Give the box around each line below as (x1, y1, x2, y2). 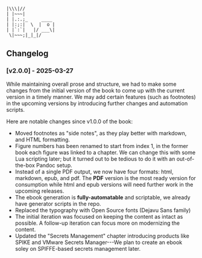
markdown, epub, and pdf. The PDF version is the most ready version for (14, 174, 196, 181)
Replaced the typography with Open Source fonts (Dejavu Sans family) (14, 206, 191, 214)
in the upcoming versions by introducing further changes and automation (6, 100, 188, 107)
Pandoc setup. (36, 161, 72, 169)
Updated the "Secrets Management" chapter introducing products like (14, 232, 190, 239)
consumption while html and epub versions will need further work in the (14, 181, 194, 188)
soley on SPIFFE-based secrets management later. (14, 245, 140, 252)
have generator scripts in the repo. (14, 200, 101, 207)
